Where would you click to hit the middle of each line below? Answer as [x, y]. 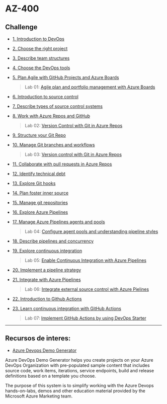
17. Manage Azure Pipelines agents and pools [59, 222]
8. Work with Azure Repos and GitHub [51, 116]
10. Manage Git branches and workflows [54, 145]
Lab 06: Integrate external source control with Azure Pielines [87, 289]
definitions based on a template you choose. [51, 376]
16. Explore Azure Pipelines [40, 212]
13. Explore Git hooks [34, 183]
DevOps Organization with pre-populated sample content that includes [78, 365]
